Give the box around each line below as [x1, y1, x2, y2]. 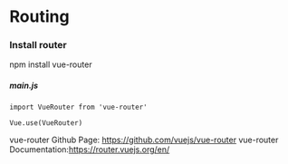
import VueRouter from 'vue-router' [9, 102, 148, 112]
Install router [9, 39, 67, 52]
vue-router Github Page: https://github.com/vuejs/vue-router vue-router [9, 134, 279, 146]
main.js [9, 80, 39, 92]
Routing [9, 6, 70, 27]
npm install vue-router [9, 59, 92, 70]
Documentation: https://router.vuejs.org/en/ [9, 144, 170, 155]
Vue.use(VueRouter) [9, 119, 83, 128]
